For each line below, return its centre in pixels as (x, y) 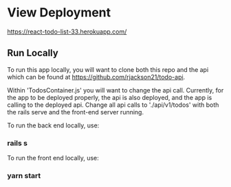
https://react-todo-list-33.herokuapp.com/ (67, 32)
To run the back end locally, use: (53, 125)
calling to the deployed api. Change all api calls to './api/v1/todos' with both (113, 105)
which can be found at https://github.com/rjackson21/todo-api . (96, 77)
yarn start (24, 175)
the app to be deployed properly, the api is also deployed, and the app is (110, 97)
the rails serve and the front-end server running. (76, 112)
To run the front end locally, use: (53, 158)
